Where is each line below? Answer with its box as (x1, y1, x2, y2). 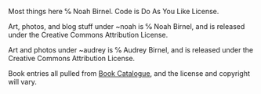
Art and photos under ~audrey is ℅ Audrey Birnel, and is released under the (8, 45, 253, 54)
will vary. (8, 78, 38, 86)
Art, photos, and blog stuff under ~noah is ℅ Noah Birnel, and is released (8, 22, 245, 31)
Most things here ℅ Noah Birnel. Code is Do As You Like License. (8, 7, 219, 16)
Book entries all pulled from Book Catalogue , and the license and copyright (8, 69, 251, 78)
